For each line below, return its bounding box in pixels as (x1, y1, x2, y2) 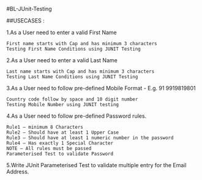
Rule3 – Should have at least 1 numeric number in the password (6, 135, 174, 141)
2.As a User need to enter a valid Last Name (6, 57, 118, 63)
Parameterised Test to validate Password (6, 151, 114, 157)
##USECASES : (6, 17, 45, 24)
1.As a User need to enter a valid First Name (6, 29, 118, 36)
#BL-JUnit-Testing (6, 5, 52, 12)
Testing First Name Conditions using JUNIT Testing (6, 46, 141, 52)
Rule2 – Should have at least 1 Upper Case (6, 129, 119, 135)
